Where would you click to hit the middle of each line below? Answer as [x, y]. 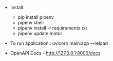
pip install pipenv [36, 17]
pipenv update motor [40, 33]
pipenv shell [31, 23]
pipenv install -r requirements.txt [52, 28]
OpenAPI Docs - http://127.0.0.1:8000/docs [55, 53]
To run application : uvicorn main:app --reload [59, 43]
